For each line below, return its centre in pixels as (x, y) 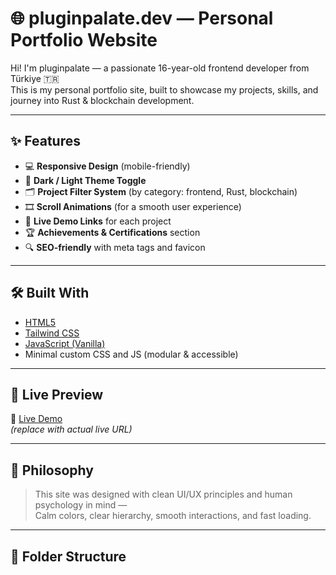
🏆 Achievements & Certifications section (112, 232)
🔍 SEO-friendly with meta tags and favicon (115, 247)
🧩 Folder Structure (68, 556)
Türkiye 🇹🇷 (35, 78)
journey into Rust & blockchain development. (102, 100)
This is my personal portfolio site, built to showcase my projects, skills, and (164, 89)
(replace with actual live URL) (71, 429)
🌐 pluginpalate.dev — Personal (142, 18)
